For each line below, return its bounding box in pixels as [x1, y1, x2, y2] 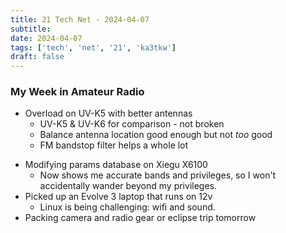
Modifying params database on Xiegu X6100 [24, 159, 208, 171]
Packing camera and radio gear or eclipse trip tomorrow [24, 212, 257, 224]
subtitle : [10, 24, 52, 34]
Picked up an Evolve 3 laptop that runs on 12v [24, 191, 213, 203]
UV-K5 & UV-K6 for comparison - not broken [39, 118, 225, 130]
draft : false [10, 52, 65, 62]
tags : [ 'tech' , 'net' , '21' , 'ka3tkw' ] [10, 42, 177, 53]
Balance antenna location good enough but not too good [39, 129, 273, 141]
